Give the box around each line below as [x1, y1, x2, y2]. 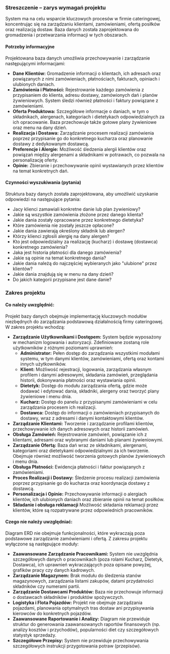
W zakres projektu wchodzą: [5, 324, 65, 330]
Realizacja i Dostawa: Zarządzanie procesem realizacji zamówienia [12, 129, 154, 136]
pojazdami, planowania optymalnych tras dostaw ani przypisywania [12, 605, 154, 611]
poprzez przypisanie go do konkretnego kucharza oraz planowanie [12, 135, 153, 141]
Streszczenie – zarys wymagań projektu [5, 4, 106, 11]
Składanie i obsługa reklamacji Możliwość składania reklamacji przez [12, 502, 159, 508]
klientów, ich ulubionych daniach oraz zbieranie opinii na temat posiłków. [12, 496, 165, 502]
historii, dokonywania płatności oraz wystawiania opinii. [20, 377, 137, 383]
